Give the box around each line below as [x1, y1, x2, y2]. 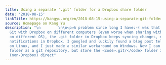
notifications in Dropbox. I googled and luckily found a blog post [9, 39, 154, 44]
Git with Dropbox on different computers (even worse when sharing [9, 30, 152, 35]
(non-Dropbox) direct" [9, 52, 56, 58]
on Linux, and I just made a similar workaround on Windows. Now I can [9, 43, 161, 48]
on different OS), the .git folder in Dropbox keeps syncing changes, [9, 35, 158, 40]
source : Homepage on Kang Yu [5, 21, 65, 26]
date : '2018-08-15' [5, 12, 45, 17]
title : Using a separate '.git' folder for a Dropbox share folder [5, 7, 147, 12]
